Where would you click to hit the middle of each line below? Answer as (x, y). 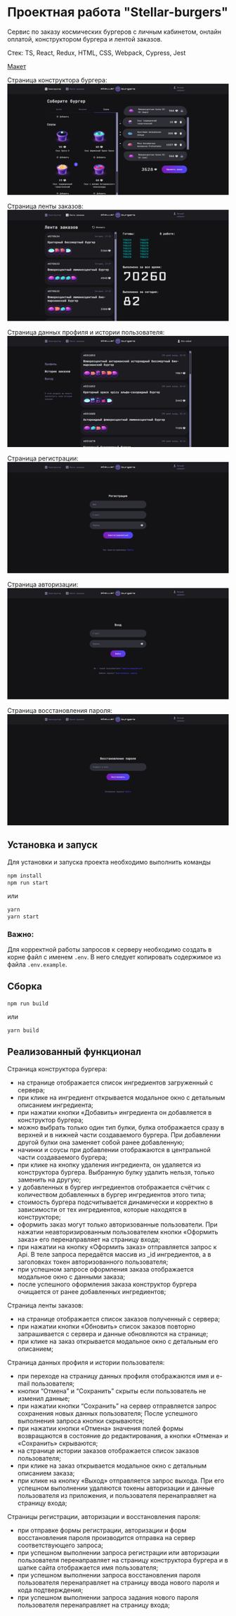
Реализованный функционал (74, 1052)
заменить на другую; (49, 1179)
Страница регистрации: (43, 458)
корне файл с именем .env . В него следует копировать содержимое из (114, 957)
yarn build (23, 1030)
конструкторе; (39, 1217)
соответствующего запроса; (60, 1545)
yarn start (23, 917)
